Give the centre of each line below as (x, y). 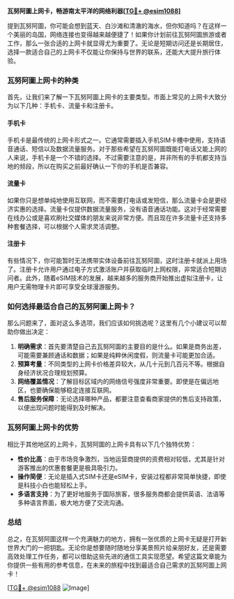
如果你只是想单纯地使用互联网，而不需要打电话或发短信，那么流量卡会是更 (114, 200)
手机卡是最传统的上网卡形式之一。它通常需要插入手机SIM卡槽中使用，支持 (114, 140)
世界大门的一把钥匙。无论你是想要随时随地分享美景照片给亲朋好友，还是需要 (117, 547)
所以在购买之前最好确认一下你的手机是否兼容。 (104, 166)
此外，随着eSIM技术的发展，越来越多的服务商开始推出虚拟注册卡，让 (124, 278)
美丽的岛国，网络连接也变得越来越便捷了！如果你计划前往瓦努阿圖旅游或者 (120, 35)
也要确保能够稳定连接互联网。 (72, 390)
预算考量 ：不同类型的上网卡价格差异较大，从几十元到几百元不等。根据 (118, 364)
